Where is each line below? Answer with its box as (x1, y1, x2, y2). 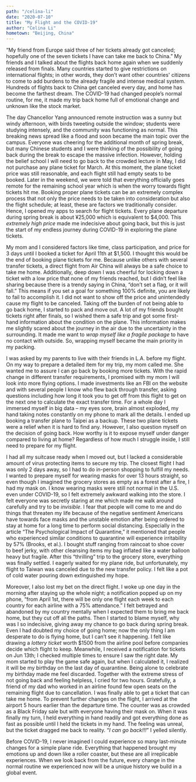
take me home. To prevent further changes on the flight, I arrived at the (6, 696, 177, 703)
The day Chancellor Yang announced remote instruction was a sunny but (6, 114, 182, 121)
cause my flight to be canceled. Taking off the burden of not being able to (6, 300, 184, 307)
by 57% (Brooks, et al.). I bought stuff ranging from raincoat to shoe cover (6, 541, 185, 548)
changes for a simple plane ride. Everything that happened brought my (6, 744, 177, 751)
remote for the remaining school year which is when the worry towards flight (6, 182, 191, 189)
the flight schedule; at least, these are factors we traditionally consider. (6, 201, 177, 208)
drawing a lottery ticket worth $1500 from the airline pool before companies (6, 639, 188, 646)
